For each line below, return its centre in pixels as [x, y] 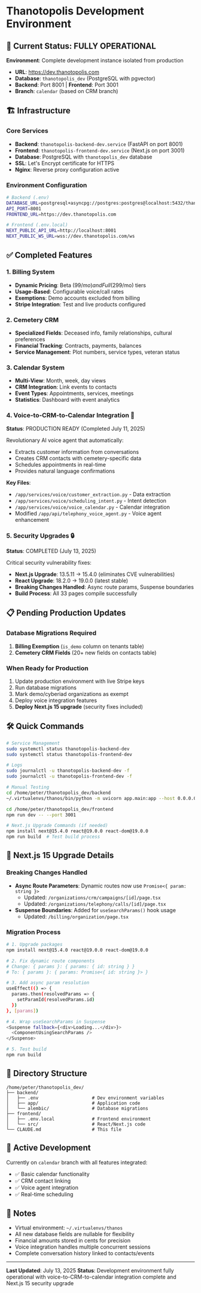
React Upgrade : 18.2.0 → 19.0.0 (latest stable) [71, 580]
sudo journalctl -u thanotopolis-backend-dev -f [68, 771]
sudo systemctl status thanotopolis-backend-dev [68, 749]
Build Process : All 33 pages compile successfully [76, 593]
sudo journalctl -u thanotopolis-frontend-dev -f [69, 777]
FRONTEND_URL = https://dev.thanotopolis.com [61, 214]
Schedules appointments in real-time [60, 464]
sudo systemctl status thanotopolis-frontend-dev [69, 754]
